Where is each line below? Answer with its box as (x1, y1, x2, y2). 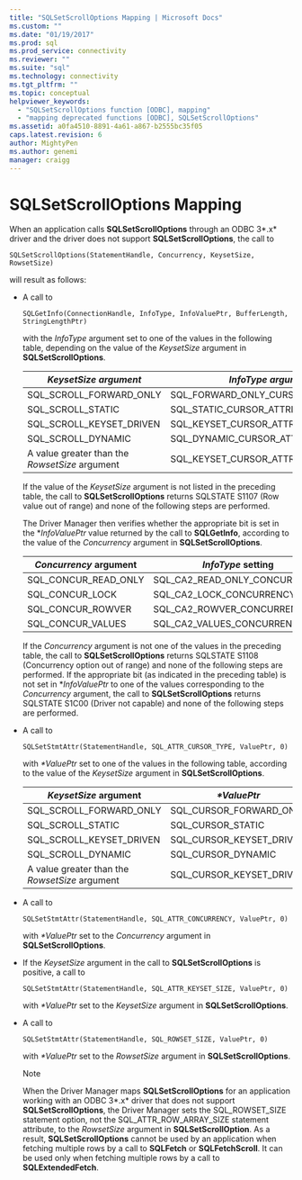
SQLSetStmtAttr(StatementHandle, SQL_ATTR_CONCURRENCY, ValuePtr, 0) (22, 914, 289, 923)
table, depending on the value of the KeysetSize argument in (22, 343, 247, 354)
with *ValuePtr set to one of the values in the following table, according (22, 758, 288, 770)
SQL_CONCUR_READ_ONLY (26, 573, 145, 586)
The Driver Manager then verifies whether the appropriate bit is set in (22, 518, 280, 529)
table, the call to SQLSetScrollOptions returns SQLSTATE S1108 (22, 650, 259, 662)
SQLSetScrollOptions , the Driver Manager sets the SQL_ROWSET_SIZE (22, 1104, 287, 1116)
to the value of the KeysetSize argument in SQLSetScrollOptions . (22, 768, 265, 779)
